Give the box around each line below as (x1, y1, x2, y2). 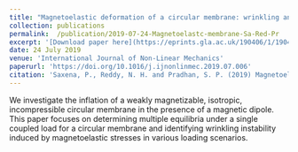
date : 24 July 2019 (9, 46, 82, 55)
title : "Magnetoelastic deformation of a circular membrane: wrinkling (9, 12, 279, 22)
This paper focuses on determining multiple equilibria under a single (9, 113, 259, 124)
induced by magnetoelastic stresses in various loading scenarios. (9, 132, 248, 142)
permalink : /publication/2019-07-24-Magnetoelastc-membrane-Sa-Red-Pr (9, 29, 279, 38)
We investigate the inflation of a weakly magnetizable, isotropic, (9, 95, 242, 105)
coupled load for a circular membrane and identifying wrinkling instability (9, 123, 277, 133)
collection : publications (9, 21, 105, 30)
